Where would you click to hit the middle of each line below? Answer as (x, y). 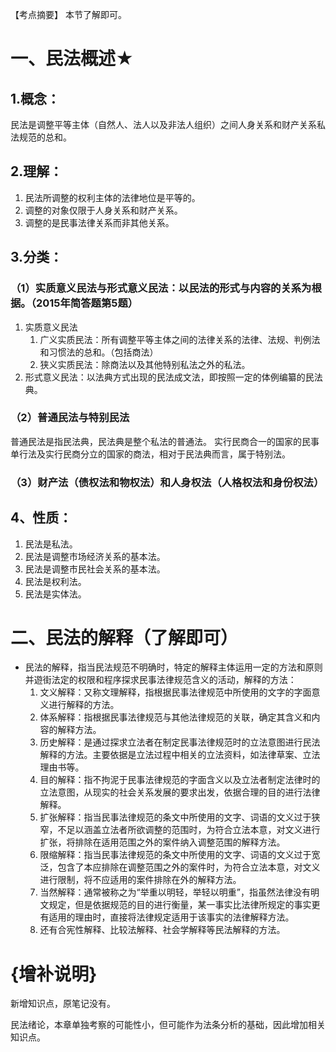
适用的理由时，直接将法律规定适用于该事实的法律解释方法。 (171, 917)
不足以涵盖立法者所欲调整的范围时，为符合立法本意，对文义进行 (189, 830)
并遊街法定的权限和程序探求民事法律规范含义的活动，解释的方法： (160, 680)
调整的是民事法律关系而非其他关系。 (99, 222)
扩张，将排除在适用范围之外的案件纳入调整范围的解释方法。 (162, 842)
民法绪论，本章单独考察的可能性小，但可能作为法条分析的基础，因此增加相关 (168, 1025)
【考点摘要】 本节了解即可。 (68, 14)
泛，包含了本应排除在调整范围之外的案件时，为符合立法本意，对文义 (180, 867)
